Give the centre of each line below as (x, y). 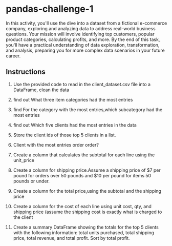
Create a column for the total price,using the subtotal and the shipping (87, 191)
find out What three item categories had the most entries (73, 99)
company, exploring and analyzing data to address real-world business (81, 28)
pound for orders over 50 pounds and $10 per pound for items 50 (82, 175)
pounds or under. (31, 181)
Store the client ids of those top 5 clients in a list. (64, 135)
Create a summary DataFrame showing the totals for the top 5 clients (86, 227)
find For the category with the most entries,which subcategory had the (88, 109)
